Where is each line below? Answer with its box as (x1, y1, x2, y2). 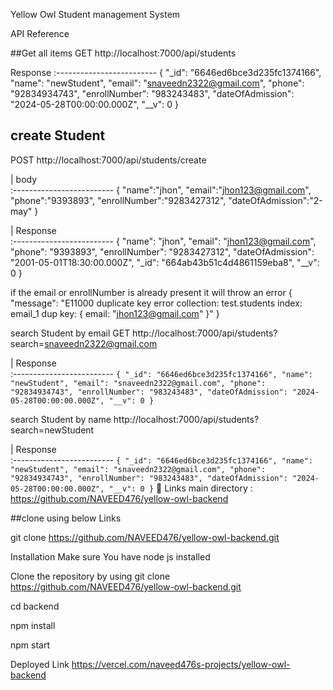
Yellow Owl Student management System (10, 9, 181, 20)
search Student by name (10, 413, 112, 425)
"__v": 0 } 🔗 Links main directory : (108, 482, 253, 494)
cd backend (10, 600, 60, 612)
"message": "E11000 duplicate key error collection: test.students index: (10, 297, 303, 309)
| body (10, 173, 38, 185)
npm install (10, 619, 56, 631)
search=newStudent (10, 424, 95, 436)
